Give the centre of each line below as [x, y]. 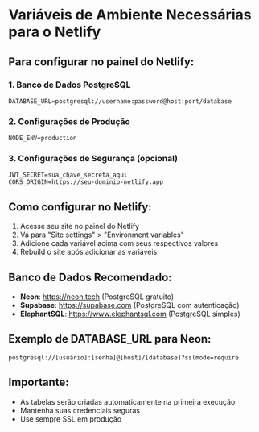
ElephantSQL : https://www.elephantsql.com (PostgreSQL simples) [130, 314]
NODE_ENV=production [43, 139]
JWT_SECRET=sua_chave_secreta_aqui [68, 175]
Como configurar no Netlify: [80, 207]
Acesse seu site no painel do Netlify [79, 226]
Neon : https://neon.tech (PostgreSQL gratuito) [97, 297]
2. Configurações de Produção [70, 121]
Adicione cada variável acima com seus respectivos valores [119, 243]
